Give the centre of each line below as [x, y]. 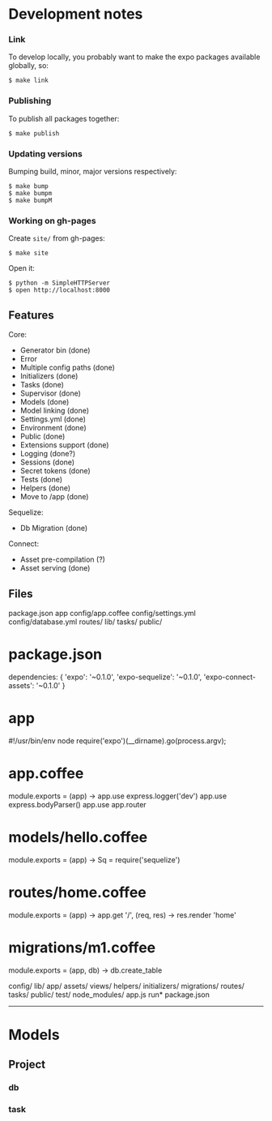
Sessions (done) [47, 462]
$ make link [28, 81]
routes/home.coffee [78, 892]
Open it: [21, 268]
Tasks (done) [42, 385]
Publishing [30, 101]
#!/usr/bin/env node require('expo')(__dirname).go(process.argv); [117, 740]
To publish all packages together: [64, 118]
